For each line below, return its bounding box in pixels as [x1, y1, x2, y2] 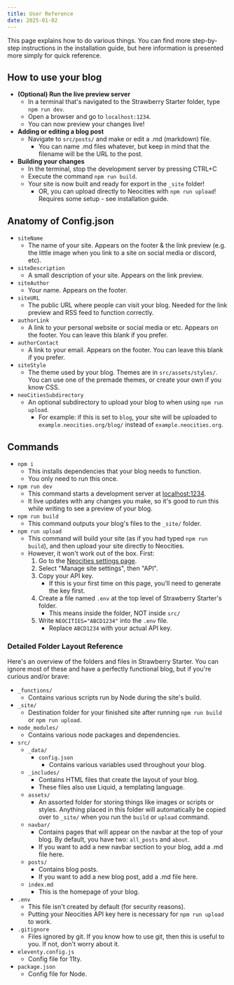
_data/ [27, 747, 48, 754]
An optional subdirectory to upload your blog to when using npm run [27, 398, 223, 406]
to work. [27, 918, 53, 926]
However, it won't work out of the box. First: [27, 549, 155, 558]
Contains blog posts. [38, 865, 98, 874]
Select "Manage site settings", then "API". [38, 564, 158, 572]
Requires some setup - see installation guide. [38, 195, 170, 203]
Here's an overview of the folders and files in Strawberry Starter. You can [7, 657, 219, 666]
